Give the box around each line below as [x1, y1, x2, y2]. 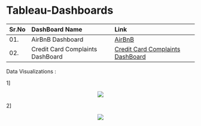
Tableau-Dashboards [6, 4, 114, 17]
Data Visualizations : [6, 67, 57, 75]
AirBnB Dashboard [31, 35, 84, 44]
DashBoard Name [31, 25, 83, 33]
